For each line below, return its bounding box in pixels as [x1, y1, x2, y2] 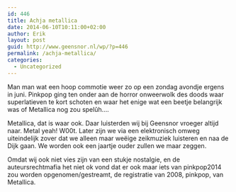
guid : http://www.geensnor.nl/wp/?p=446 [7, 43, 129, 50]
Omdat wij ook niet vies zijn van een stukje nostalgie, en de [7, 155, 181, 164]
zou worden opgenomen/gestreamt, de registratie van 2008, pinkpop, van [7, 170, 224, 179]
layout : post [7, 37, 46, 44]
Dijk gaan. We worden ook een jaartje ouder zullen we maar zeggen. [7, 141, 207, 149]
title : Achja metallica [7, 17, 78, 24]
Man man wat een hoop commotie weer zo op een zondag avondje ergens [7, 82, 225, 91]
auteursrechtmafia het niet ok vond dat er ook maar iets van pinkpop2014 [7, 162, 222, 171]
